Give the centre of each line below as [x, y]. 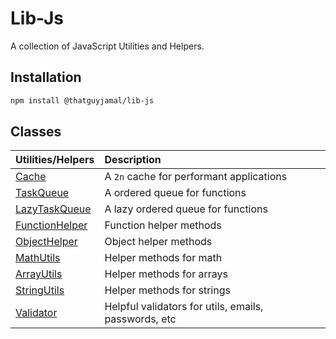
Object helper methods [158, 242]
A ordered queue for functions [175, 193]
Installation [46, 77]
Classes [36, 132]
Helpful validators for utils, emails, [184, 307]
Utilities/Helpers [55, 160]
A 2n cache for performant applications [196, 177]
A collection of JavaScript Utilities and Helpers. [107, 46]
